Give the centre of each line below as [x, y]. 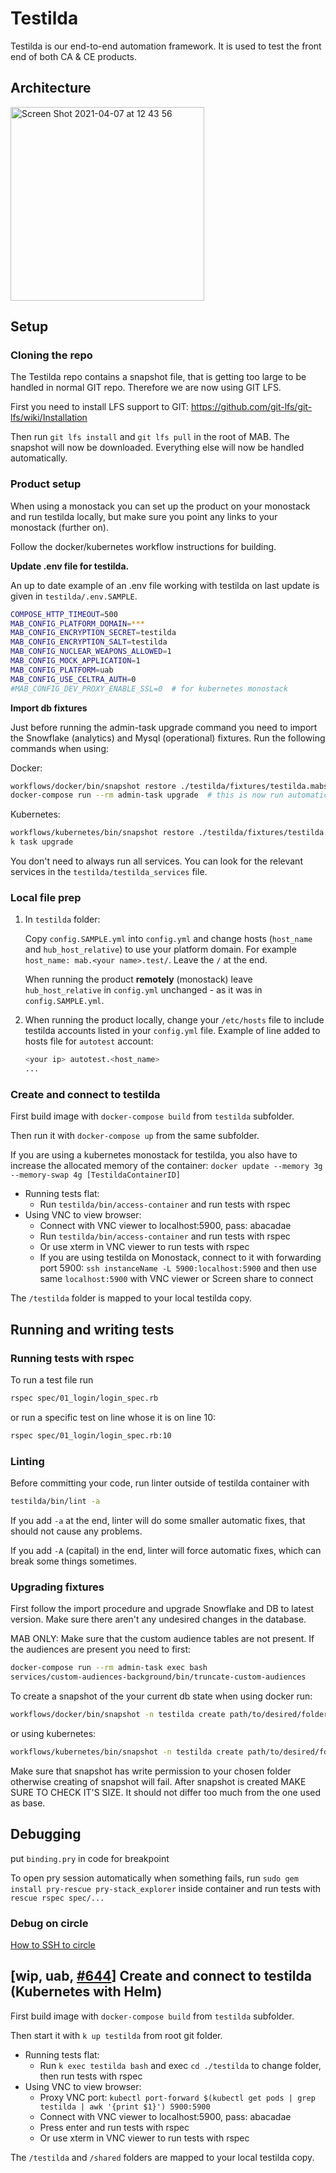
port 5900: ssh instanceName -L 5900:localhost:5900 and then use [178, 1268]
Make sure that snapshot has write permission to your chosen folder [151, 1771]
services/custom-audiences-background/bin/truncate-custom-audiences [158, 1677]
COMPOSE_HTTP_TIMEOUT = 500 [64, 614]
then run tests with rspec [91, 2076]
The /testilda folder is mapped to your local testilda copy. [131, 1298]
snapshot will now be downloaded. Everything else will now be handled [157, 448]
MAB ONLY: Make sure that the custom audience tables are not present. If [162, 1639]
